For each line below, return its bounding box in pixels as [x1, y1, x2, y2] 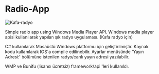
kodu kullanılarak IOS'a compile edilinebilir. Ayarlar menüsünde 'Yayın [5, 49, 144, 55]
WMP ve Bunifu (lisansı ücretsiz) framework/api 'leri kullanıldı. [5, 63, 129, 69]
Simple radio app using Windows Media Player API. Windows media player [5, 29, 154, 35]
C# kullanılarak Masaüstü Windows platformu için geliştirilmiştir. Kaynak [5, 43, 149, 49]
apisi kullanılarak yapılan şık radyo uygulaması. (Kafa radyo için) [5, 34, 133, 40]
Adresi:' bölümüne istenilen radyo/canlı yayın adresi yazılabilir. [5, 54, 130, 59]
